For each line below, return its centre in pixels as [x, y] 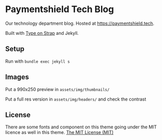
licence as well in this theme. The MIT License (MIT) [59, 132]
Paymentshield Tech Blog [60, 9]
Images [17, 77]
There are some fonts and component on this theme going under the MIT [81, 127]
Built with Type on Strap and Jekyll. [42, 33]
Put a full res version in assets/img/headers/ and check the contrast [76, 99]
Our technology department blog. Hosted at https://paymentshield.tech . [80, 23]
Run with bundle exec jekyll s [38, 61]
